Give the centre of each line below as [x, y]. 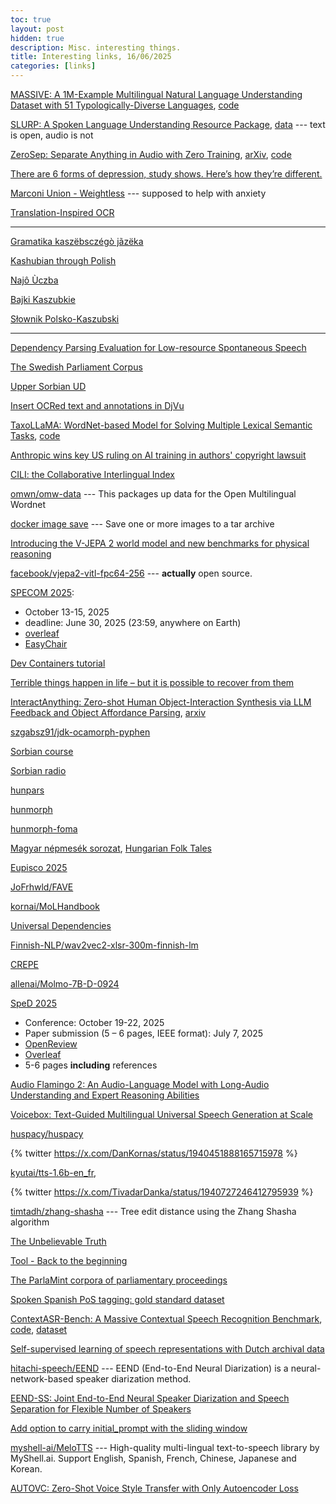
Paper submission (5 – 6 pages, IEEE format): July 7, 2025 [144, 1033]
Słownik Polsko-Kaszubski [65, 319]
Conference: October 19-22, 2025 [94, 1022]
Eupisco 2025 [39, 867]
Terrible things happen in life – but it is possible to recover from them [152, 682]
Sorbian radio [38, 770]
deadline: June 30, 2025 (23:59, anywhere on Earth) [133, 622]
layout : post [37, 29]
